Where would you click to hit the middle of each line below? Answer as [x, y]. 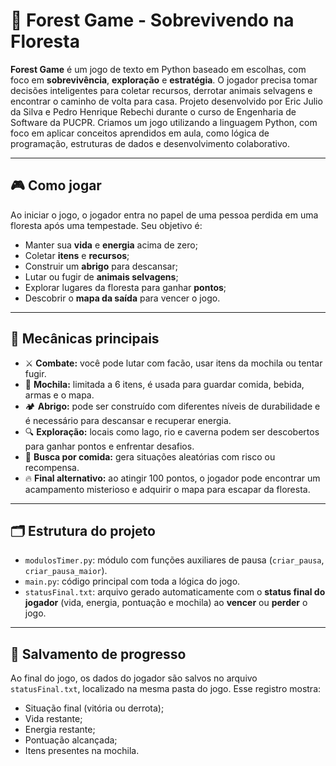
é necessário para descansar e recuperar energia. [128, 420]
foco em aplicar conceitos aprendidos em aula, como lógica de [140, 133]
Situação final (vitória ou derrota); [94, 708]
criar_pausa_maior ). [66, 571]
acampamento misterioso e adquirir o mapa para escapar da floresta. [167, 489]
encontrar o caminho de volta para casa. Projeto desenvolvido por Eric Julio [166, 101]
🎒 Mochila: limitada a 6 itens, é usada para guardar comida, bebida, [164, 384]
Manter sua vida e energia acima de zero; [111, 245]
